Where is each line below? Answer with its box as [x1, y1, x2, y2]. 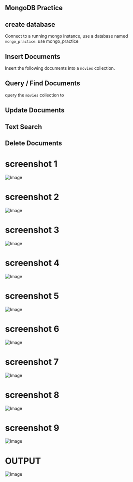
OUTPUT [5, 455, 41, 466]
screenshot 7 [5, 356, 59, 367]
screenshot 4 [5, 258, 59, 268]
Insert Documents [5, 52, 60, 61]
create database [5, 20, 56, 29]
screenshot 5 [5, 290, 59, 301]
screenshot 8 [5, 389, 59, 400]
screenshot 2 [5, 191, 59, 202]
